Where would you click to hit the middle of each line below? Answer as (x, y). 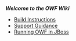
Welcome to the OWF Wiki (38, 8)
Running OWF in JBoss (41, 32)
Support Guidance (36, 26)
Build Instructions (35, 19)
